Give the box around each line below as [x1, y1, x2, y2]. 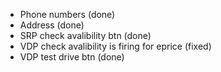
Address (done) [19, 19, 85, 31]
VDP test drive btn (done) [19, 51, 125, 63]
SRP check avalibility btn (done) [19, 30, 152, 41]
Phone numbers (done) [19, 9, 116, 20]
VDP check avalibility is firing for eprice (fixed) [19, 40, 212, 52]
